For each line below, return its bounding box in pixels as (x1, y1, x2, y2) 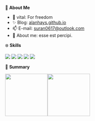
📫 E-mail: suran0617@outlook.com (12, 25, 85, 31)
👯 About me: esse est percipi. (12, 33, 73, 38)
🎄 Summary (5, 64, 30, 70)
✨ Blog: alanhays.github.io (12, 20, 66, 25)
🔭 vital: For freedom (12, 14, 53, 20)
